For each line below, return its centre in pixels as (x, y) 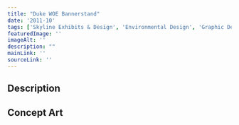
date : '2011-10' (31, 20)
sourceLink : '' (30, 60)
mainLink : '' (27, 54)
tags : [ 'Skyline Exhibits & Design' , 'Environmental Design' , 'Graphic (116, 27)
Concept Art (35, 113)
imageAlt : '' (27, 40)
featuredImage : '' (34, 34)
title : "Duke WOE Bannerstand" (54, 14)
